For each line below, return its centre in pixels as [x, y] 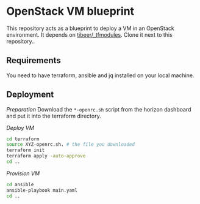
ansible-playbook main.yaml [42, 190]
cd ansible [20, 184]
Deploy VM [20, 127]
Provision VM [23, 173]
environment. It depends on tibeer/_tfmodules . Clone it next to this [89, 34]
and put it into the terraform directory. [54, 116]
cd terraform [23, 139]
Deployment [30, 95]
